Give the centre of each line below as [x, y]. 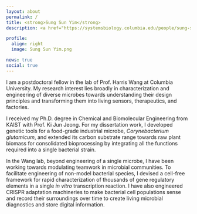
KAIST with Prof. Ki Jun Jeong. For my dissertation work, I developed [89, 124]
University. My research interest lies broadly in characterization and [88, 88]
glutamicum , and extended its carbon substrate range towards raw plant [93, 137]
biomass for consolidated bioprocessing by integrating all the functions [92, 143]
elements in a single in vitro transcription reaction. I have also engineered [94, 186]
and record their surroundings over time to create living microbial [84, 198]
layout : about [23, 11]
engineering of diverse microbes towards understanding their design [89, 94]
